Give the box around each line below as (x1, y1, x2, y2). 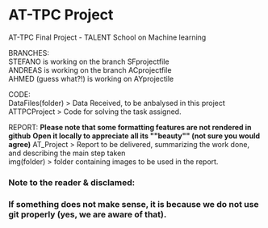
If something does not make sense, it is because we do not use (8, 198, 259, 209)
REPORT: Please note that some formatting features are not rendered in (8, 122, 252, 132)
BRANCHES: (8, 48, 50, 57)
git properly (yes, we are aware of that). (8, 209, 167, 220)
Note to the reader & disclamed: (8, 176, 136, 188)
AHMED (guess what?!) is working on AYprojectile (8, 74, 174, 83)
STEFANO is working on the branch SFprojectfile (8, 57, 170, 66)
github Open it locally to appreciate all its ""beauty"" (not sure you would (8, 131, 261, 141)
